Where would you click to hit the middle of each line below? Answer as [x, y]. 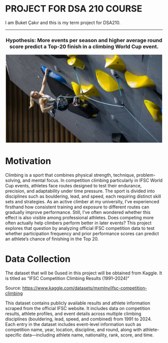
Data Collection [38, 259]
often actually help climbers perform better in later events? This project [78, 223]
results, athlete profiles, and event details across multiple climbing [73, 313]
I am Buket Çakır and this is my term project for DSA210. [63, 23]
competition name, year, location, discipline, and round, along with [73, 329]
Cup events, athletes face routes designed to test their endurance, [73, 185]
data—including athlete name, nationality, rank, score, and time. [88, 335]
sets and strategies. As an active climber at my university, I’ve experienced [82, 201]
